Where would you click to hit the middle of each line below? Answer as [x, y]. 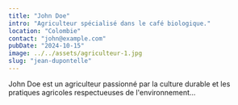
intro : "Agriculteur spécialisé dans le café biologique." [110, 23]
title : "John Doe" [39, 16]
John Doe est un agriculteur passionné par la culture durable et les [119, 84]
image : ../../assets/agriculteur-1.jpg [75, 53]
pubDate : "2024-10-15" [46, 46]
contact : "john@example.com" [57, 38]
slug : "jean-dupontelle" [50, 61]
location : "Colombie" [45, 31]
